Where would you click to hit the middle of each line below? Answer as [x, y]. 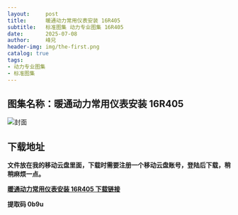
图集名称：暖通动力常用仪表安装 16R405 [96, 104]
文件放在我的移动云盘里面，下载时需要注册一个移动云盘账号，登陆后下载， [116, 165]
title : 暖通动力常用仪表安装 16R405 [64, 21]
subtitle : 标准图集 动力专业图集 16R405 [66, 27]
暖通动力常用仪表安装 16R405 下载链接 [64, 189]
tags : [15, 60]
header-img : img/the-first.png [53, 47]
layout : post [33, 14]
